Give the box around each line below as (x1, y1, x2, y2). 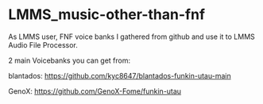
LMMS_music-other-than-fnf (8, 6, 205, 24)
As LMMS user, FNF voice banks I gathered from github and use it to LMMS (8, 32, 256, 41)
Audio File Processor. (8, 40, 78, 49)
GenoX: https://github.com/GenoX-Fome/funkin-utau (8, 86, 181, 96)
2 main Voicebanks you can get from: (8, 56, 131, 65)
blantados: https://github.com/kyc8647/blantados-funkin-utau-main (8, 71, 232, 80)
